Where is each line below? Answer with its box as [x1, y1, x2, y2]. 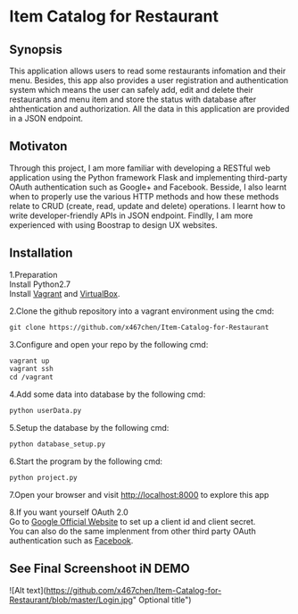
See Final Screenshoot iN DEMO [9, 561, 190, 576]
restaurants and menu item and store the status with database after [9, 94, 257, 105]
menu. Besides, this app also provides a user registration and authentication [9, 75, 289, 86]
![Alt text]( [9, 585, 46, 595]
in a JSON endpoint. [9, 114, 83, 123]
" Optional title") [132, 594, 192, 605]
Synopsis [9, 42, 62, 57]
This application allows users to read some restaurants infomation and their [9, 65, 286, 76]
